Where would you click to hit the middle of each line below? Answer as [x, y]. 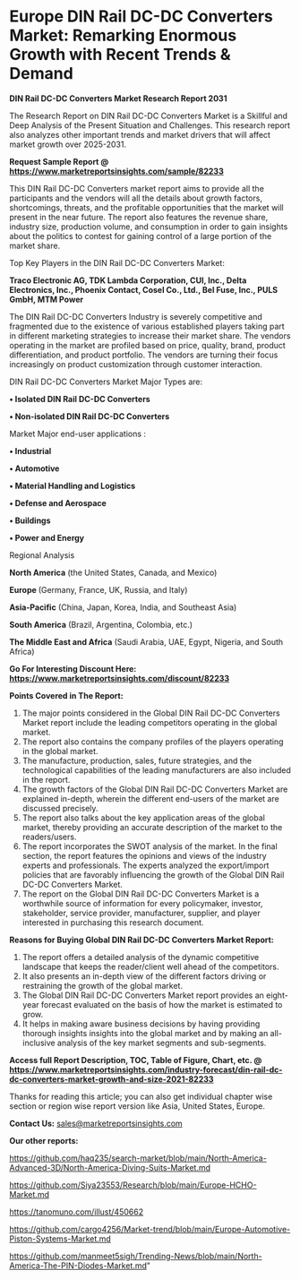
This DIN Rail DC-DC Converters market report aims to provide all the [137, 188]
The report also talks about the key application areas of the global [144, 818]
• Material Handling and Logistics [73, 485]
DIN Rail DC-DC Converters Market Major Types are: [106, 382]
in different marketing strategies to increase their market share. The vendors [150, 335]
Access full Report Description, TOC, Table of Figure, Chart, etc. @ [136, 1060]
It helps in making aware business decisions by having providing [141, 1024]
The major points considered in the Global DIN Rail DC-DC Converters [151, 713]
